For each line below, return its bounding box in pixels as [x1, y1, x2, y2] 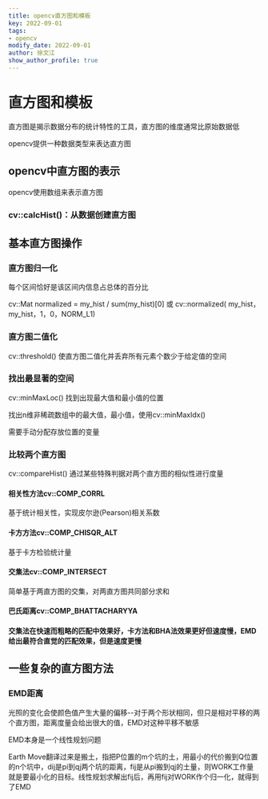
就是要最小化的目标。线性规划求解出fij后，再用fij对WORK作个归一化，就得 [8, 772, 252, 781]
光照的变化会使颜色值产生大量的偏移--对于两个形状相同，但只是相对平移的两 [8, 708, 260, 717]
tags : [8, 26, 26, 34]
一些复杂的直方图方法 [8, 662, 114, 675]
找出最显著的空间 [8, 373, 74, 384]
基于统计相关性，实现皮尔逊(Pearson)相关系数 [8, 508, 160, 517]
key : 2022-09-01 [8, 19, 62, 27]
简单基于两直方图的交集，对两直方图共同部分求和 [8, 586, 170, 596]
